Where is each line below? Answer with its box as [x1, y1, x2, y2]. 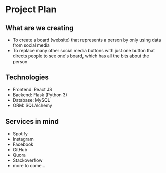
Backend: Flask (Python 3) [12, 92, 68, 98]
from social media [12, 42, 50, 48]
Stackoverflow [12, 157, 43, 163]
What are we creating [5, 24, 74, 32]
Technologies [5, 73, 49, 82]
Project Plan [5, 4, 57, 15]
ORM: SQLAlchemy [12, 102, 53, 108]
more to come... [12, 162, 46, 168]
